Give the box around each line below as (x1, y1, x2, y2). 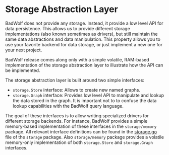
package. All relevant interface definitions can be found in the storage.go (5, 128, 157, 134)
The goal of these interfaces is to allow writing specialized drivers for (5, 112, 149, 119)
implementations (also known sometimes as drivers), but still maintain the (5, 31, 158, 37)
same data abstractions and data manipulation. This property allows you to (5, 36, 160, 42)
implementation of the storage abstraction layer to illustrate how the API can (5, 62, 163, 68)
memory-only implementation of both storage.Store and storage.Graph (5, 139, 153, 145)
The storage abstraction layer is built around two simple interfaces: (5, 77, 145, 83)
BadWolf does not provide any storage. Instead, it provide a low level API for (5, 20, 163, 26)
